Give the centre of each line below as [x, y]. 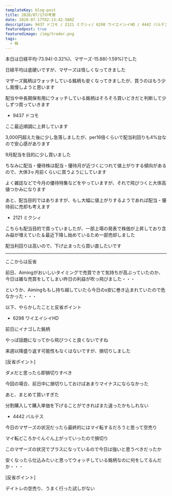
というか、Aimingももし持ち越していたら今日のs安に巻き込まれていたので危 [85, 290]
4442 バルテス [28, 416]
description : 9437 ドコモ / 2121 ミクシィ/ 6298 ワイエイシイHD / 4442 [78, 24]
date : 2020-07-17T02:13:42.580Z [40, 20]
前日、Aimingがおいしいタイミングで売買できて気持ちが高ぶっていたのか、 [84, 272]
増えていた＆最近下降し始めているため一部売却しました [77, 235]
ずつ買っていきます [30, 104]
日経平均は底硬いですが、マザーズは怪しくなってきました [66, 69]
